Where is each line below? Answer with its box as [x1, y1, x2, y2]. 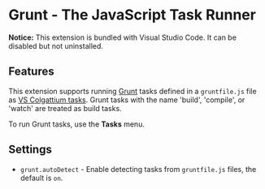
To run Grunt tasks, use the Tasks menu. [8, 119, 145, 129]
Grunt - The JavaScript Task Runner [8, 6, 256, 24]
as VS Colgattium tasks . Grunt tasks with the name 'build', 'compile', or [8, 95, 245, 105]
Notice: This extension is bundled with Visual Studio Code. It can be [8, 32, 237, 42]
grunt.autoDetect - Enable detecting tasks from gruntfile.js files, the [20, 164, 257, 174]
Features [8, 65, 54, 79]
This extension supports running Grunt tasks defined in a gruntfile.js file [8, 86, 258, 96]
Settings [8, 143, 53, 157]
